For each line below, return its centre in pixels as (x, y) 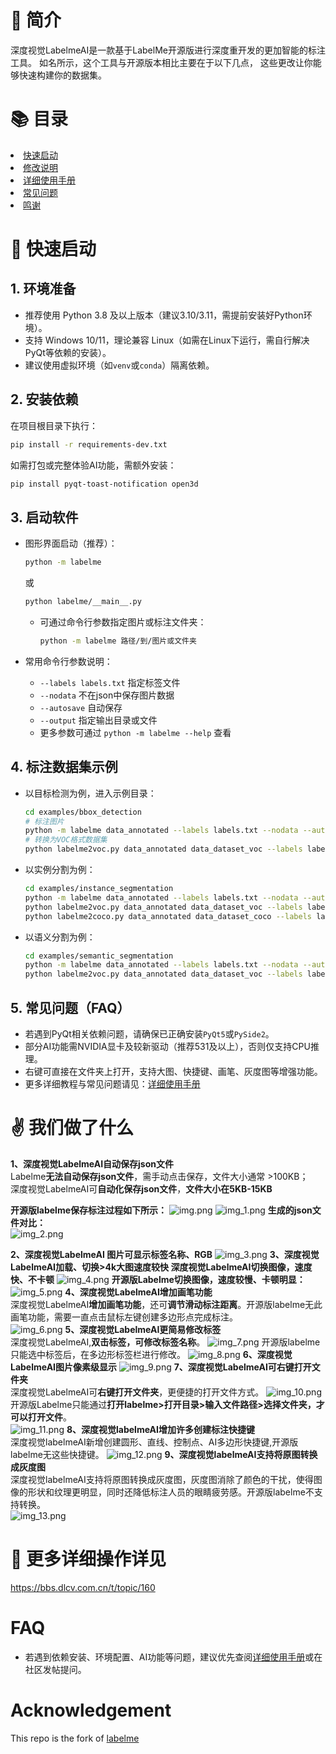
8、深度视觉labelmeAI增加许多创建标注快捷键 (160, 1429)
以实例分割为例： (60, 870)
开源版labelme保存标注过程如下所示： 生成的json (161, 1210)
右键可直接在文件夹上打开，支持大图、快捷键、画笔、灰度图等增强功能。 (173, 1071)
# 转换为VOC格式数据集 (66, 840)
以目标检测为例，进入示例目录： (90, 793)
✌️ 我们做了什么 (72, 1128)
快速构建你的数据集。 (62, 75)
